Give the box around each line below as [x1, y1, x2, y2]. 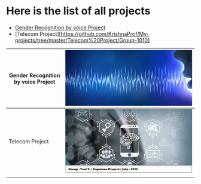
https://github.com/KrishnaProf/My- [60, 30, 150, 37]
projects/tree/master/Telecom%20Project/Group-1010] [14, 36, 150, 44]
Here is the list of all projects [6, 4, 151, 18]
